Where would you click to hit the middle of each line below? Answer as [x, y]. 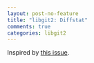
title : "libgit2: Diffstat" [48, 20]
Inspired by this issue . [38, 53]
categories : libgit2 [37, 33]
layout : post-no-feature [43, 13]
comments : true [29, 26]
